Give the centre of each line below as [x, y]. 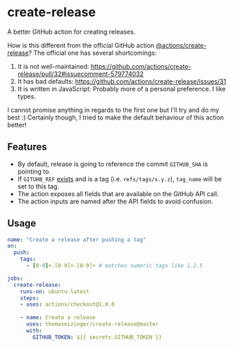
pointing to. [34, 171]
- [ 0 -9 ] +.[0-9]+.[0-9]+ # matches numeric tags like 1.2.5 [114, 266]
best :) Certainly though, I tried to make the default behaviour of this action [115, 117]
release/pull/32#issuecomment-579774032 [81, 74]
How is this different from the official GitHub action [81, 45]
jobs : [15, 278]
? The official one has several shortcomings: [93, 53]
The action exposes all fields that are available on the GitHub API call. [118, 193]
